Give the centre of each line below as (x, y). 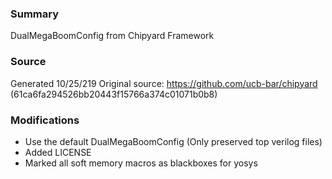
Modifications (45, 120)
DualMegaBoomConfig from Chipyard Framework (112, 36)
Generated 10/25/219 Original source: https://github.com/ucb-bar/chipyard (164, 83)
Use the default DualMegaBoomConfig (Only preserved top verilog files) (173, 141)
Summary (35, 14)
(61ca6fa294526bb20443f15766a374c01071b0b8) (114, 94)
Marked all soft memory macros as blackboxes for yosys (141, 163)
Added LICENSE (58, 152)
